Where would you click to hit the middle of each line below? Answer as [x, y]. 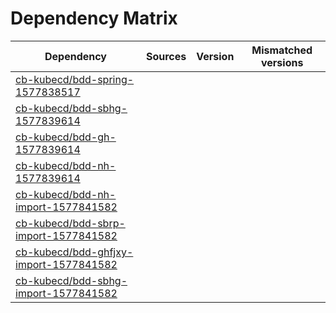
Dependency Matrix [94, 18]
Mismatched [282, 50]
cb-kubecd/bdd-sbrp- [70, 223]
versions [282, 62]
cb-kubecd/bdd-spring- [75, 79]
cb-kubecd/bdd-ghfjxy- [74, 252]
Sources [166, 56]
